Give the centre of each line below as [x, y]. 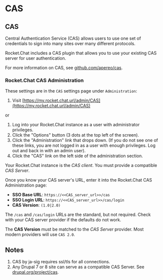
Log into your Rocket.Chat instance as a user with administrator [76, 125]
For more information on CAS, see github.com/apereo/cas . [64, 68]
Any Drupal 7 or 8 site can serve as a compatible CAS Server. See [78, 267]
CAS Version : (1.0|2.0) [36, 205]
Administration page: [26, 185]
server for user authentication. [36, 58]
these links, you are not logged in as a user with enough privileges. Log [84, 145]
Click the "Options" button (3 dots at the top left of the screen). [75, 135]
